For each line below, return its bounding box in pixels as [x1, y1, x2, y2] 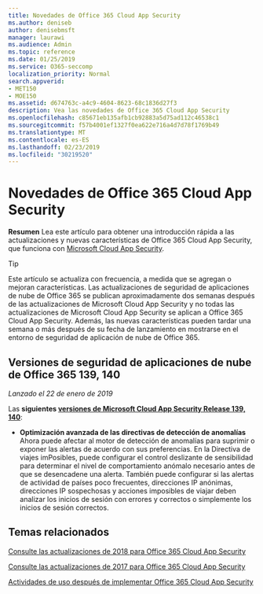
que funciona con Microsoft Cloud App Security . [8, 244, 165, 253]
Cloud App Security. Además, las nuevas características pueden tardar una [8, 316, 251, 326]
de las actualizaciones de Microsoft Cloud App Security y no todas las [8, 300, 235, 309]
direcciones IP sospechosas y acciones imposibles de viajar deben [19, 486, 237, 496]
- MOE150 [8, 92, 37, 100]
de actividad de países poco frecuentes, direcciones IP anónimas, [19, 478, 233, 487]
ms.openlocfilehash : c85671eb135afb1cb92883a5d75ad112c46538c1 [8, 114, 220, 122]
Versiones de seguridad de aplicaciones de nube [8, 356, 252, 369]
